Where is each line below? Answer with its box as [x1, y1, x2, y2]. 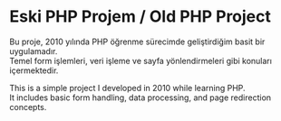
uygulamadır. [9, 45, 58, 56]
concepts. [9, 101, 47, 112]
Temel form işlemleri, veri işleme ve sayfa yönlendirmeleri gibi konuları [9, 55, 272, 66]
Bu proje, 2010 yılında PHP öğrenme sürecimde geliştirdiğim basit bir [9, 36, 266, 47]
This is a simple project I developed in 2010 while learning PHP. [9, 82, 247, 93]
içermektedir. [9, 65, 59, 76]
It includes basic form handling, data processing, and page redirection [9, 92, 272, 103]
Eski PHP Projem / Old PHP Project [9, 6, 272, 27]
